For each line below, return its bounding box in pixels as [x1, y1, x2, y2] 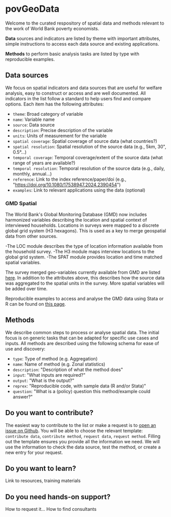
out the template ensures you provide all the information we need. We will [5, 438, 160, 444]
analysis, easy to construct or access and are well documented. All [5, 90, 146, 96]
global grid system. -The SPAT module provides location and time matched [5, 254, 162, 260]
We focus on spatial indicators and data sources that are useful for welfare [5, 84, 162, 91]
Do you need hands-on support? [5, 492, 111, 501]
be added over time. [5, 286, 47, 292]
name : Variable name [12, 116, 55, 122]
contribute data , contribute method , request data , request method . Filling [5, 433, 161, 439]
